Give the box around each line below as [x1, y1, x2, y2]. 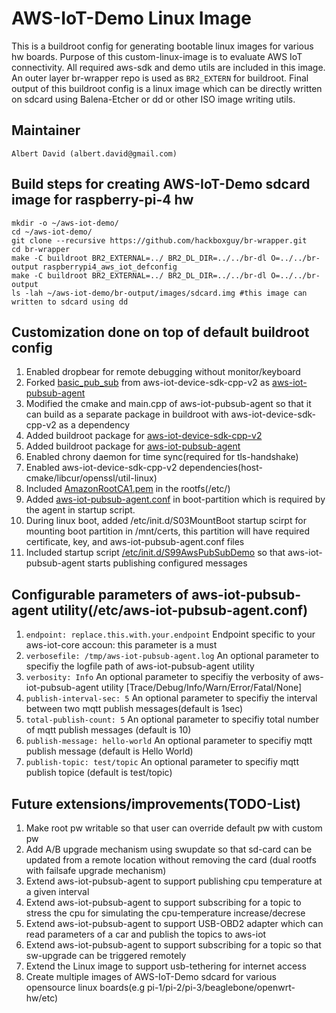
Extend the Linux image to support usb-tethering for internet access [25, 960, 307, 972]
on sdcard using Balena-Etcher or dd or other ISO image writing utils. [11, 93, 296, 105]
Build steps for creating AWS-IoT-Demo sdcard [11, 176, 311, 193]
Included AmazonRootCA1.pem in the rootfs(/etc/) [25, 483, 231, 495]
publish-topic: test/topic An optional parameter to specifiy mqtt [25, 756, 299, 768]
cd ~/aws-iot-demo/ [11, 227, 93, 237]
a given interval [25, 886, 90, 897]
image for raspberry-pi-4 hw [11, 192, 194, 209]
